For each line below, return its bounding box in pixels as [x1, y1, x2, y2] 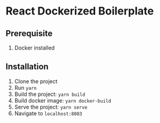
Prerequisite [5, 28, 53, 39]
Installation [5, 61, 49, 72]
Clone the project [14, 77, 58, 85]
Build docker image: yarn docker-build [14, 96, 112, 104]
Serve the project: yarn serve [14, 103, 88, 110]
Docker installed [14, 44, 55, 51]
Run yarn [14, 84, 37, 91]
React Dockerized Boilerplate [5, 4, 154, 18]
